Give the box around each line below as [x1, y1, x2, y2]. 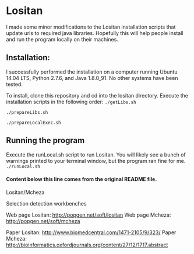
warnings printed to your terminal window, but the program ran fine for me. [6, 157, 186, 164]
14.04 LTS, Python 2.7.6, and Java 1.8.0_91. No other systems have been [6, 74, 178, 81]
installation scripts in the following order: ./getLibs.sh [6, 98, 136, 105]
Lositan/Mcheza [6, 189, 45, 196]
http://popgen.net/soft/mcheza [6, 217, 80, 224]
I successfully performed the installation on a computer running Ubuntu [6, 68, 178, 75]
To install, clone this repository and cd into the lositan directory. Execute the [6, 92, 188, 99]
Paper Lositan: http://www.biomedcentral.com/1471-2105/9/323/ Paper [6, 229, 177, 236]
